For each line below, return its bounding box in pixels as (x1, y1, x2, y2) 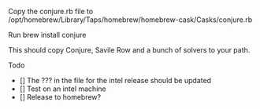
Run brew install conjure (8, 31, 87, 39)
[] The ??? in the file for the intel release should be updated (19, 76, 211, 85)
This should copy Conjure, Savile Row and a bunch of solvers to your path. (8, 45, 251, 54)
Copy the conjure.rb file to (8, 7, 94, 16)
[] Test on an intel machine (19, 84, 106, 93)
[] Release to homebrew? (19, 93, 101, 101)
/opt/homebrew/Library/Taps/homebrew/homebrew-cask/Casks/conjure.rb (8, 15, 253, 24)
